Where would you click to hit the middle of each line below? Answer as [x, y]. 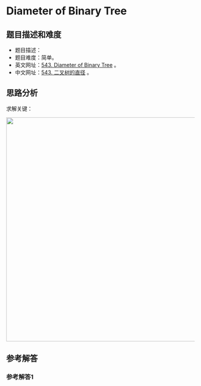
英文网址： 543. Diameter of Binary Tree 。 [67, 65]
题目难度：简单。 [36, 57]
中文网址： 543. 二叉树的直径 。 [54, 72]
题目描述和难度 [34, 34]
